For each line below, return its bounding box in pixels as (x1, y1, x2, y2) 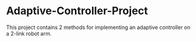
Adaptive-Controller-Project (6, 4, 148, 18)
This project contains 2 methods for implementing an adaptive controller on (6, 24, 191, 31)
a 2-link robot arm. (6, 30, 52, 37)
